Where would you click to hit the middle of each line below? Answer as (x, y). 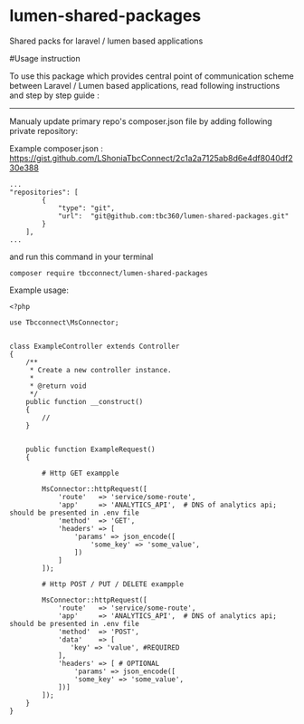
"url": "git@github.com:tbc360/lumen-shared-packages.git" (173, 216)
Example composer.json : (57, 148)
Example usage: (39, 290)
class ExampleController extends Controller (95, 346)
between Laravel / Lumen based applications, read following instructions (145, 85)
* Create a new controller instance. (100, 370)
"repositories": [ (44, 192)
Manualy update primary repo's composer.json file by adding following (141, 121)
